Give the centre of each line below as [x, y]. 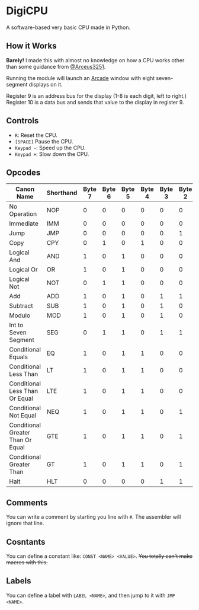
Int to [16, 325]
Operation [23, 214]
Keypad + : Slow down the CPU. [52, 154]
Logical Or [24, 270]
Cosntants [26, 542]
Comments [27, 502]
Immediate [24, 223]
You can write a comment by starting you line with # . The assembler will [94, 517]
